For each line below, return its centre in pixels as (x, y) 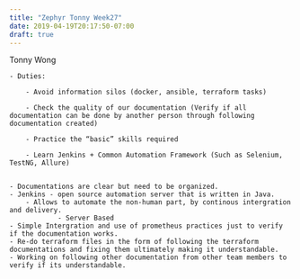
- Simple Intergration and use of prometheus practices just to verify (146, 226)
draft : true (31, 34)
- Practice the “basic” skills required (102, 139)
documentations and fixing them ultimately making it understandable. (144, 250)
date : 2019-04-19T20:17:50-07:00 (72, 26)
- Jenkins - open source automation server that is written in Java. (142, 194)
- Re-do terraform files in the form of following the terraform (134, 242)
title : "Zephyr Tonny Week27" (66, 18)
